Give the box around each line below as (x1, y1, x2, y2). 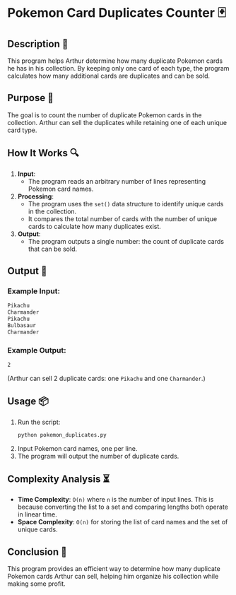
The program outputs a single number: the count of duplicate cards (28, 237, 225, 245)
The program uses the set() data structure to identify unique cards (28, 199, 224, 208)
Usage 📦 (7, 396, 49, 408)
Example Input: (7, 286, 60, 296)
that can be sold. (28, 245, 78, 253)
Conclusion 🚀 (7, 546, 67, 558)
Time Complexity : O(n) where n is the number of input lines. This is (17, 495, 214, 504)
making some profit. (7, 579, 66, 588)
